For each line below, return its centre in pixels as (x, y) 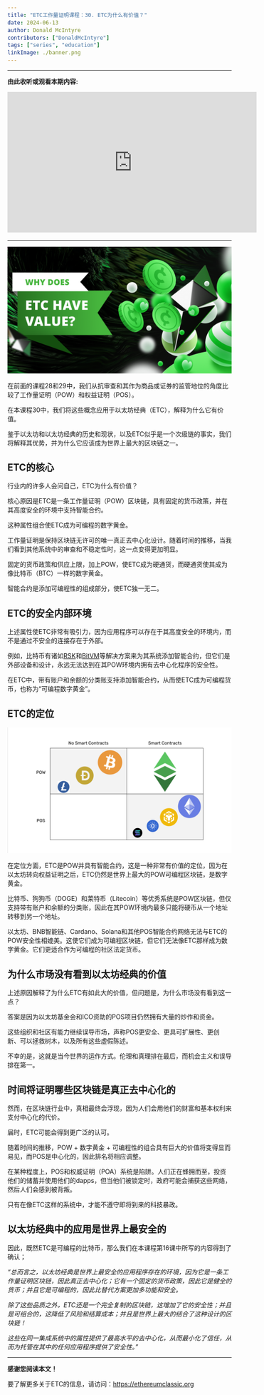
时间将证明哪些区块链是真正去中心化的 (91, 1090)
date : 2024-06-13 (33, 22)
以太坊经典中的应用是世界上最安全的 (87, 1229)
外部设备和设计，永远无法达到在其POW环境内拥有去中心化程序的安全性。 (115, 665)
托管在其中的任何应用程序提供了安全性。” (79, 1346)
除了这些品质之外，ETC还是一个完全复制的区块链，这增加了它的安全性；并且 (120, 1305)
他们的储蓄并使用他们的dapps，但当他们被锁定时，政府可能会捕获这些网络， (119, 1181)
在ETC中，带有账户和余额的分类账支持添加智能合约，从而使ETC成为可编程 (116, 680)
